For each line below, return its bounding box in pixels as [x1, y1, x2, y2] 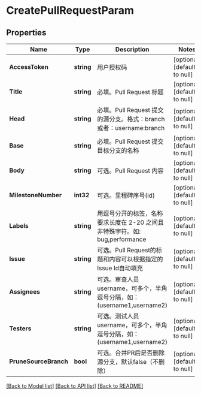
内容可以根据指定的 [108, 255, 163, 263]
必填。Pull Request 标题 [96, 88, 164, 96]
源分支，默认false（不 [96, 358, 159, 366]
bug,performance [96, 235, 147, 243]
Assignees [9, 288, 41, 296]
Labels [9, 222, 29, 230]
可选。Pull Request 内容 [96, 167, 164, 174]
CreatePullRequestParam [6, 4, 135, 17]
